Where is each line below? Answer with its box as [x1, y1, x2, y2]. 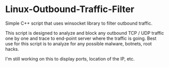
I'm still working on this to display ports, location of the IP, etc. [5, 55, 135, 61]
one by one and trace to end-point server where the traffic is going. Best [5, 35, 157, 41]
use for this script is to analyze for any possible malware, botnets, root [5, 40, 152, 46]
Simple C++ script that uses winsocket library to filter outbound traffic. [5, 20, 153, 26]
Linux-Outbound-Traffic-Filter [5, 4, 135, 15]
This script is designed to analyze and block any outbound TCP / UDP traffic [5, 30, 164, 36]
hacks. [5, 46, 19, 52]
